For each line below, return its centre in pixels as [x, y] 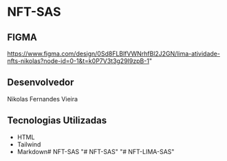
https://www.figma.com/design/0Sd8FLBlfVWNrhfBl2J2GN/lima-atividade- [113, 53]
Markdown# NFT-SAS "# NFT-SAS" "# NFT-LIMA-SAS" [96, 151]
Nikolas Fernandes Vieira [42, 99]
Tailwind [29, 144]
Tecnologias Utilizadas [57, 121]
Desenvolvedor [41, 83]
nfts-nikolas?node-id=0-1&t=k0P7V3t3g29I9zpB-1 [78, 61]
